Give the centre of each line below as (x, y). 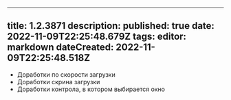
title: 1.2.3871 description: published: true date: (111, 26)
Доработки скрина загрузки (58, 82)
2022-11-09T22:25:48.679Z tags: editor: (97, 37)
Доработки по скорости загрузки (66, 74)
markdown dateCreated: (60, 48)
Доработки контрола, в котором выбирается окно (91, 89)
